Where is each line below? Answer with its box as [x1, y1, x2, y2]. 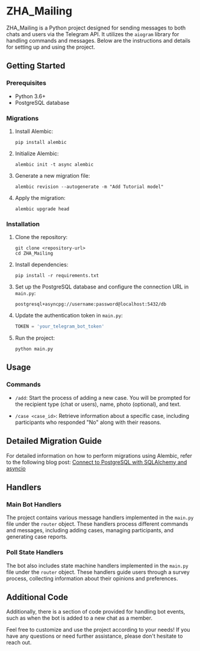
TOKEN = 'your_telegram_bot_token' [14, 323, 105, 329]
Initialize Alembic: [14, 149, 59, 157]
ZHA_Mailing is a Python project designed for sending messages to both [6, 24, 186, 31]
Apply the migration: [14, 194, 66, 201]
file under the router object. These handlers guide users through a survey [6, 568, 190, 576]
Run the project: [14, 334, 55, 341]
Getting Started [6, 61, 66, 71]
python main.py [14, 346, 54, 352]
